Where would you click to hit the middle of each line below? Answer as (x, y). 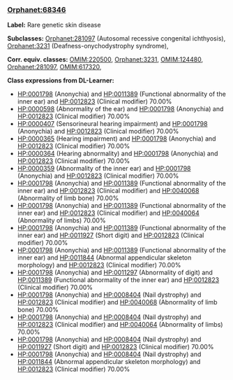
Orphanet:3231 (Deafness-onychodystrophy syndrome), (88, 46)
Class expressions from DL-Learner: (61, 80)
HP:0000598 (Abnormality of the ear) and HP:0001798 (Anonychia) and (120, 109)
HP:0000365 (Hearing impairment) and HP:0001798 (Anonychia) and (116, 139)
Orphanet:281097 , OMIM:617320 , (54, 67)
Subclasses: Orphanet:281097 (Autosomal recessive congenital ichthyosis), (116, 38)
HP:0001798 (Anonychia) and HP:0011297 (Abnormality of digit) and (115, 273)
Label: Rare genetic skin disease (54, 25)
